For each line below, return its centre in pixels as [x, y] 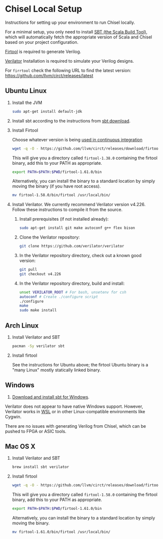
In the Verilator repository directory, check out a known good [81, 255]
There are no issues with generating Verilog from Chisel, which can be [75, 426]
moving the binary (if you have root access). [56, 186]
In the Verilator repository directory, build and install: [72, 283]
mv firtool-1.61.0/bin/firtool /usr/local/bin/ [61, 532]
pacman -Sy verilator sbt [38, 346]
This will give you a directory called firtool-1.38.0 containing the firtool [85, 158]
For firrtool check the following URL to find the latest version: [68, 70]
